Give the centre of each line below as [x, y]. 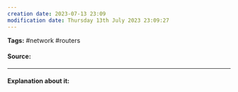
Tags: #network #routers [44, 40]
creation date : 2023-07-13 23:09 [57, 14]
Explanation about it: [39, 81]
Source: [19, 56]
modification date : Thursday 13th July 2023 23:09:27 [89, 20]
